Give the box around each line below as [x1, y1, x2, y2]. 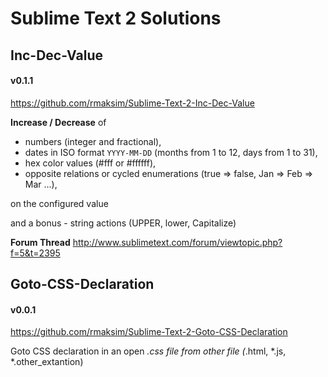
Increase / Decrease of [10, 116, 107, 128]
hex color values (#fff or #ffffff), [24, 157, 157, 169]
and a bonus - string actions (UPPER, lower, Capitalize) [10, 217, 237, 229]
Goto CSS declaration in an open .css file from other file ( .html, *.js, [10, 345, 287, 357]
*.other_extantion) [10, 356, 84, 368]
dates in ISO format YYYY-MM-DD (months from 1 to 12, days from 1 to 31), [24, 146, 318, 158]
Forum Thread [10, 236, 71, 248]
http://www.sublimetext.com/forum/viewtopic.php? [72, 236, 283, 248]
